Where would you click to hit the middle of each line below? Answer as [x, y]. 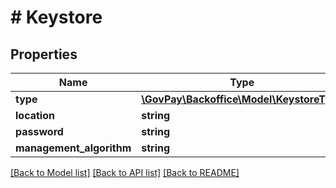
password [39, 131]
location [35, 115]
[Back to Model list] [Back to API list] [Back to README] [125, 172]
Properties [44, 54]
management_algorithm [73, 148]
